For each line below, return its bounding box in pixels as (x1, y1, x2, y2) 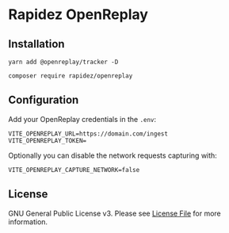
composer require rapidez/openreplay (8, 72, 133, 80)
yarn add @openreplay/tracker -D (8, 58, 119, 66)
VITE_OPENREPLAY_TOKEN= (8, 136, 87, 144)
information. (8, 216, 48, 227)
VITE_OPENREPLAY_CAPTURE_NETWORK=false (8, 166, 140, 174)
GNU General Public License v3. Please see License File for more (8, 208, 221, 218)
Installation (8, 37, 65, 51)
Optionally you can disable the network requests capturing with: (8, 151, 218, 160)
